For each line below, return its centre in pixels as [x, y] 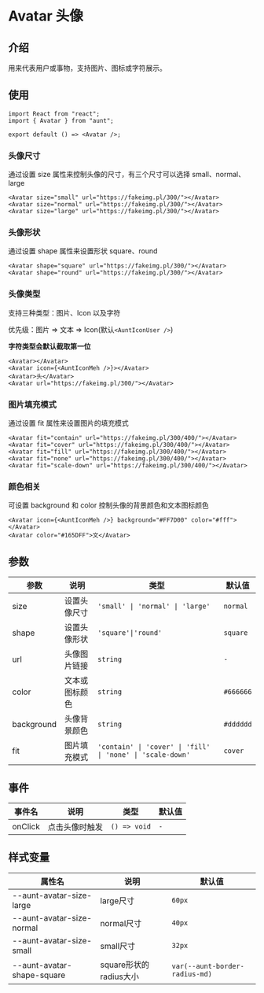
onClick [26, 826]
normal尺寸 [121, 923]
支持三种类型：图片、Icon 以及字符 [64, 312]
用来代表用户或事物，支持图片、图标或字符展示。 [87, 68]
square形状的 [125, 965]
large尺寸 [117, 900]
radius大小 [119, 976]
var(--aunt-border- [208, 966]
